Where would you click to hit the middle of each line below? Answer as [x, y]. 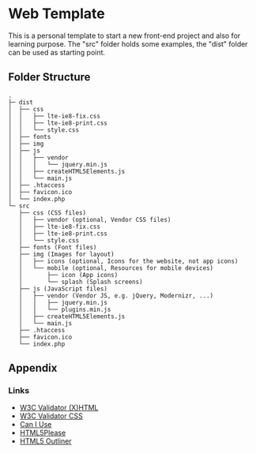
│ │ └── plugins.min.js [65, 309]
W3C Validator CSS [51, 416]
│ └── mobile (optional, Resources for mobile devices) [116, 268]
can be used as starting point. [56, 52]
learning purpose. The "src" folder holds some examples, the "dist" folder [128, 43]
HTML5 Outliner [46, 441]
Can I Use [36, 425]
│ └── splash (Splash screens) [81, 282]
